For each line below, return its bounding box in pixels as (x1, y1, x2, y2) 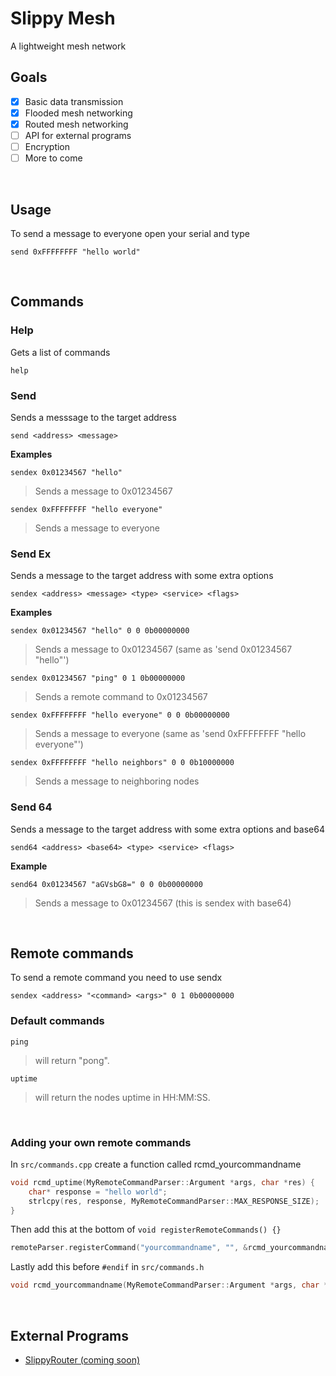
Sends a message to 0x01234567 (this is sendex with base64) (34, 897, 292, 909)
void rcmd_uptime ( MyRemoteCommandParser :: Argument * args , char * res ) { (10, 1177, 315, 1187)
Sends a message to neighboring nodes (34, 775, 200, 787)
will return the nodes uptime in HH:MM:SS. (34, 1091, 211, 1103)
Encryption (24, 141, 71, 152)
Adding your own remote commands (10, 1135, 192, 1149)
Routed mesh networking (24, 118, 129, 130)
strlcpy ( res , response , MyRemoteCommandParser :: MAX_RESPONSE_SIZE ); (28, 1196, 320, 1206)
